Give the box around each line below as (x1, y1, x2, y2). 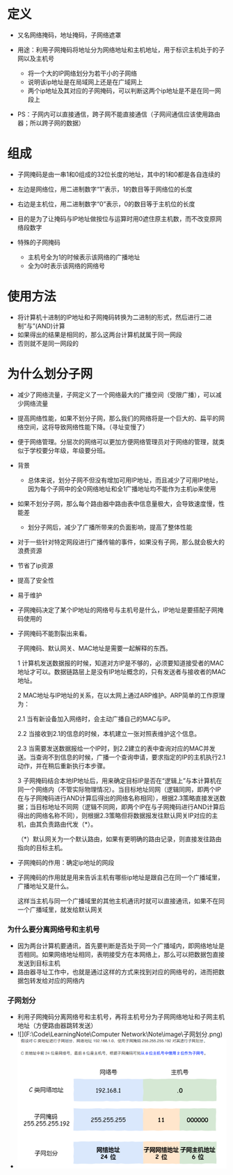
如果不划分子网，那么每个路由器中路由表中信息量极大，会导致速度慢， (17, 499, 219, 507)
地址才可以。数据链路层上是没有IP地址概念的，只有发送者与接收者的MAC (17, 667, 226, 676)
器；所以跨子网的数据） (17, 118, 85, 127)
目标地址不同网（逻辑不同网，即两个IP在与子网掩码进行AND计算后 (35, 802, 225, 811)
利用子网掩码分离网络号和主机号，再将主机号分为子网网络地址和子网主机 (17, 1013, 225, 1021)
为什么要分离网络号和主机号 (7, 924, 100, 934)
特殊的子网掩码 (17, 238, 61, 246)
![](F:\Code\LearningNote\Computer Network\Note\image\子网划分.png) (17, 1030, 223, 1038)
